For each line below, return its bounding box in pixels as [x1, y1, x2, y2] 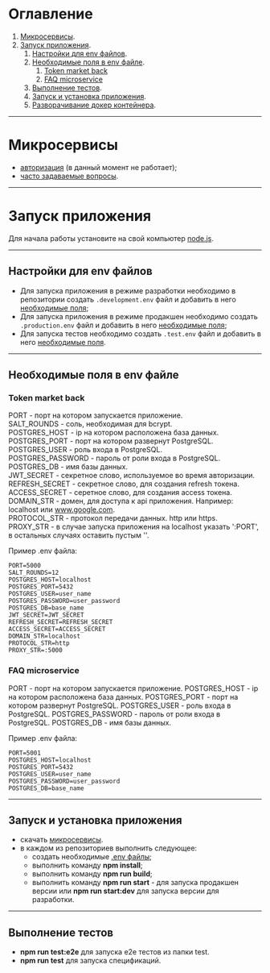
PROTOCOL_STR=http [8, 639, 70, 647]
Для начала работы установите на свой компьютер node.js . [8, 233, 215, 243]
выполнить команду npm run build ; [31, 869, 153, 879]
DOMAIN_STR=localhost [8, 632, 81, 641]
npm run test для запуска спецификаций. [19, 956, 162, 966]
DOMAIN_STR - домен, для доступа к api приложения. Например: [8, 497, 234, 506]
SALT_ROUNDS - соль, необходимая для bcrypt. [8, 419, 173, 429]
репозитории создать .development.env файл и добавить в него [19, 294, 237, 304]
